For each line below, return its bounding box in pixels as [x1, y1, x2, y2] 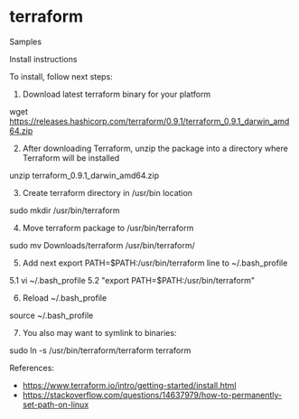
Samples [9, 36, 42, 47]
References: [9, 362, 54, 373]
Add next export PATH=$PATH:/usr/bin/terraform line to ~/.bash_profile [22, 257, 288, 268]
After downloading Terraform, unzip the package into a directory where [22, 143, 289, 154]
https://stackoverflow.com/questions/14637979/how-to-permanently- [22, 389, 283, 400]
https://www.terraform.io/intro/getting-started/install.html [22, 379, 237, 390]
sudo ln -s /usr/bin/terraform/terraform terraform [9, 345, 192, 356]
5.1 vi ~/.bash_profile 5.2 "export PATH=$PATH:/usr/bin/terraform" [9, 275, 256, 285]
